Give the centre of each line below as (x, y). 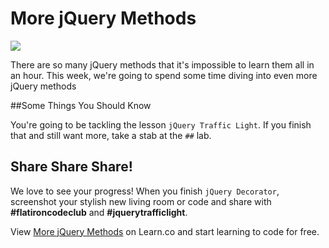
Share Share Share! (71, 167)
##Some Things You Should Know (81, 105)
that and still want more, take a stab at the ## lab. (111, 135)
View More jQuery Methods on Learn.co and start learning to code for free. (165, 231)
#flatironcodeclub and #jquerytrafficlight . (99, 212)
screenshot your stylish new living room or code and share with (141, 201)
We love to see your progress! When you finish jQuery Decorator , (145, 191)
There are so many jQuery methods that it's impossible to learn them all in (162, 64)
